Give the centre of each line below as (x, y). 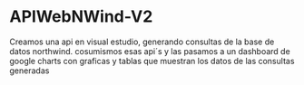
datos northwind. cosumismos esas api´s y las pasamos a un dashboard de (150, 51)
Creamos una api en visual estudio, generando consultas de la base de (142, 42)
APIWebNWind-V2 (81, 17)
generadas (29, 71)
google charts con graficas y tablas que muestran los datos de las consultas (152, 61)
